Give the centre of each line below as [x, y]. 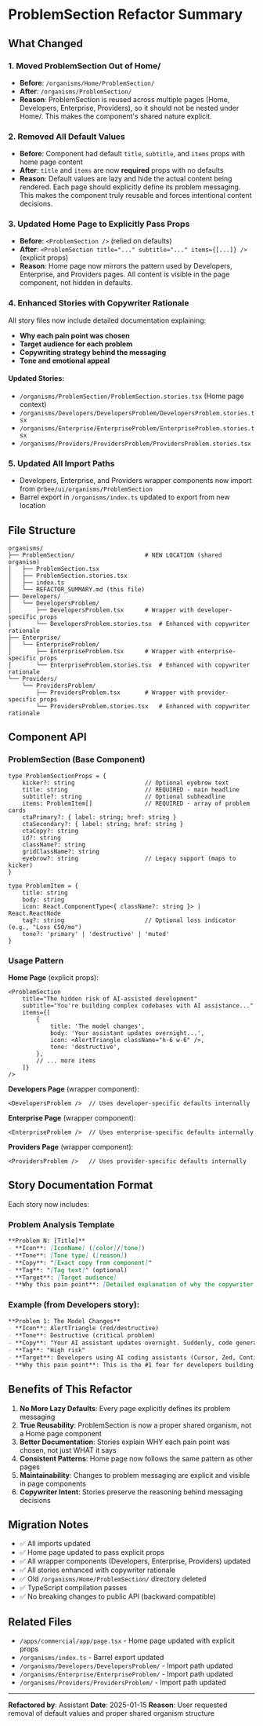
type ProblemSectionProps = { [58, 776]
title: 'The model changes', [97, 1026]
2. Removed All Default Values [67, 137]
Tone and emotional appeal [65, 360]
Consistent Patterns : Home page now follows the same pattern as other [136, 1458]
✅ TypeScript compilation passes [73, 1588]
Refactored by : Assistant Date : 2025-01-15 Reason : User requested [118, 1705]
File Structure [42, 530]
